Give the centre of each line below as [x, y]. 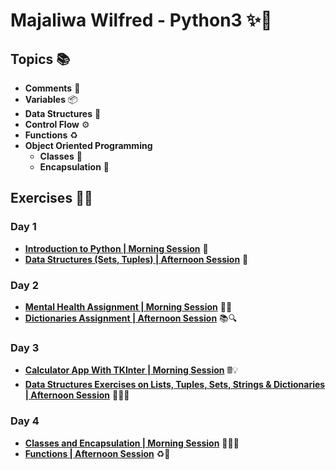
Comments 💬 [52, 88]
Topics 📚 [40, 59]
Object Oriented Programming [88, 145]
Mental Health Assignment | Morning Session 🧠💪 [128, 306]
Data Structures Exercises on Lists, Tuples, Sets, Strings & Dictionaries [175, 385]
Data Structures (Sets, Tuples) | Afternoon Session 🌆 [136, 259]
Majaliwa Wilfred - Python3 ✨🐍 [141, 20]
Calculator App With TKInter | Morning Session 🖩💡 [131, 370]
